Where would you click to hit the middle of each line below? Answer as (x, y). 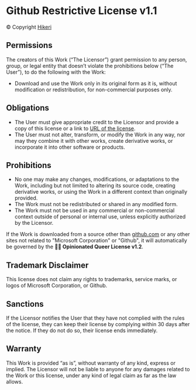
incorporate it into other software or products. (70, 147)
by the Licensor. (34, 223)
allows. (15, 381)
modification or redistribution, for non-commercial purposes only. (93, 90)
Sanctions (25, 304)
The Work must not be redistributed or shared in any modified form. (96, 204)
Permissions (29, 45)
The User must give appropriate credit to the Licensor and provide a (97, 122)
